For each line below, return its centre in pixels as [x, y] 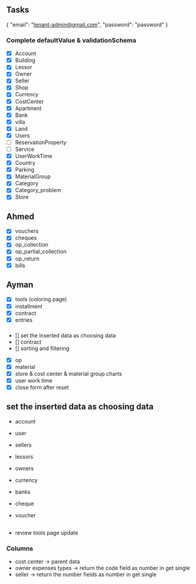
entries [24, 320]
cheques [26, 238]
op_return [27, 258]
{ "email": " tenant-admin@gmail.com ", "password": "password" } [87, 24]
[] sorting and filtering [42, 348]
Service [24, 149]
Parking [25, 170]
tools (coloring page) [41, 299]
